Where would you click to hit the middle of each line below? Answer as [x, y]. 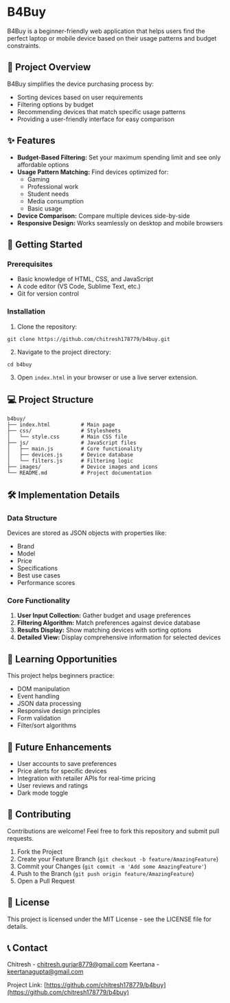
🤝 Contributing [39, 814]
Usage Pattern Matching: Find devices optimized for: [93, 172]
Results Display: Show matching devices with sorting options [104, 630]
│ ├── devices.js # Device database [70, 455]
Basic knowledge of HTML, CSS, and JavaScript [85, 279]
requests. [21, 838]
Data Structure [32, 518]
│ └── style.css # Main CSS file [67, 437]
